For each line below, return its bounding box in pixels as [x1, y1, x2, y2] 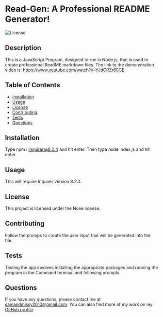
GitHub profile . [5, 307, 34, 313]
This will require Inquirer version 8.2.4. [5, 178, 82, 185]
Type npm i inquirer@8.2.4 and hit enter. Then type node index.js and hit [5, 146, 150, 152]
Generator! [5, 14, 50, 25]
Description [5, 44, 41, 52]
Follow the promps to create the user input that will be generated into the [5, 232, 151, 238]
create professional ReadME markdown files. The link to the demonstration [5, 62, 154, 67]
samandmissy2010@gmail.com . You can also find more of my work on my [5, 301, 153, 307]
